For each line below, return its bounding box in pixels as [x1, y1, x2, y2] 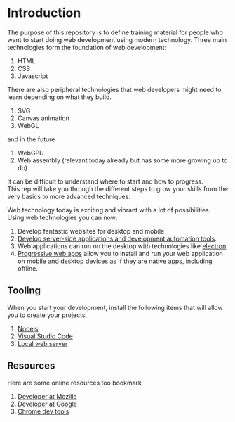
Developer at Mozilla [17, 392, 77, 400]
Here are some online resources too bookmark [7, 378, 142, 387]
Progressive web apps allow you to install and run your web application [17, 249, 223, 257]
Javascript [17, 72, 48, 80]
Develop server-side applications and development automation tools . [17, 234, 217, 243]
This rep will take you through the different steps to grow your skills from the [7, 184, 229, 193]
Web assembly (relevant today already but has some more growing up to [17, 156, 228, 165]
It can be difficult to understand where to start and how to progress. [7, 177, 203, 186]
